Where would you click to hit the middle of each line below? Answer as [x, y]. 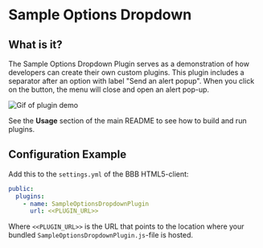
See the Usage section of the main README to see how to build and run [127, 121]
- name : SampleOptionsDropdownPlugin [86, 204]
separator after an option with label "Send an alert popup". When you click [131, 81]
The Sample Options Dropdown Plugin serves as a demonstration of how [129, 64]
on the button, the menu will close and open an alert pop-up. [109, 89]
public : [21, 188]
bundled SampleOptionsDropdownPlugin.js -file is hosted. [101, 235]
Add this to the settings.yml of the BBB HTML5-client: [99, 174]
